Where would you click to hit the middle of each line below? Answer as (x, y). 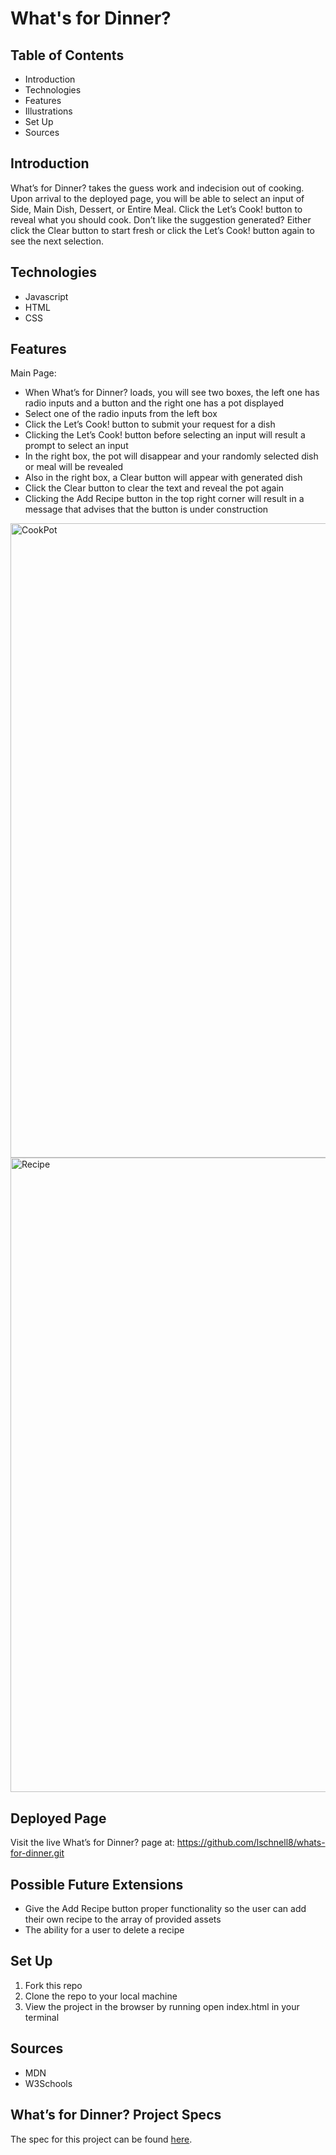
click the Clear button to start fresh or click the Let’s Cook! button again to (162, 230)
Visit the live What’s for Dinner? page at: (92, 1843)
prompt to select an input (76, 446)
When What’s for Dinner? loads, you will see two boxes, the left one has (172, 393)
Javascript (46, 296)
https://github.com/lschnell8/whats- (251, 1843)
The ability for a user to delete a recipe (104, 1930)
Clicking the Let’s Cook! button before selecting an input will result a (165, 435)
